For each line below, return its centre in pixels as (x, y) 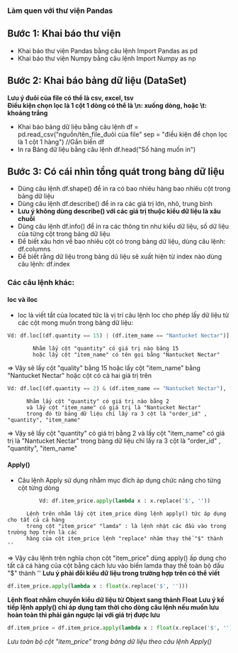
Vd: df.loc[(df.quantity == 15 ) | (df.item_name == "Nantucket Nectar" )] (119, 336)
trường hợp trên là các (42, 533)
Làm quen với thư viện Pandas (60, 11)
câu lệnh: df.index (44, 264)
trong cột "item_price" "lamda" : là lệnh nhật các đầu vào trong (126, 527)
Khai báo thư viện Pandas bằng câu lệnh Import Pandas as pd (108, 50)
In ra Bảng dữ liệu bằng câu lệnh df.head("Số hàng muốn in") (107, 149)
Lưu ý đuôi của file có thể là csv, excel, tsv (70, 97)
